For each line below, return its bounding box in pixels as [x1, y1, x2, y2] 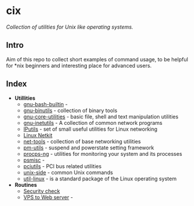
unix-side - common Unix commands [23, 169, 113, 176]
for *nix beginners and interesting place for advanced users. [6, 62, 152, 69]
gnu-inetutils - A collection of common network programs [23, 119, 163, 126]
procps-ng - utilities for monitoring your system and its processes [23, 150, 183, 157]
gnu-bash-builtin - [23, 100, 68, 107]
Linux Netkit [23, 131, 53, 138]
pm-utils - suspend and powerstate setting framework [23, 144, 154, 151]
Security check [23, 187, 60, 194]
